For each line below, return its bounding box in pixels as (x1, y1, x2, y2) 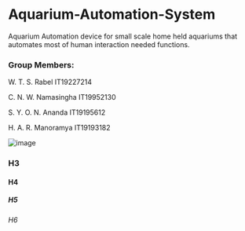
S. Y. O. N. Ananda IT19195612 (8, 108, 106, 117)
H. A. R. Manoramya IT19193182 (8, 123, 112, 133)
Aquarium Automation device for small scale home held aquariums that (8, 31, 238, 41)
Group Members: (8, 59, 75, 70)
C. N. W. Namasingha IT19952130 (8, 93, 116, 102)
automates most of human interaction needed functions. (8, 39, 190, 49)
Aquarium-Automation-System (8, 5, 216, 24)
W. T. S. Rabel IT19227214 (8, 77, 93, 87)
